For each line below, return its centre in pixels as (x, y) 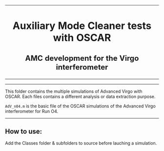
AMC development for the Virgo (82, 58)
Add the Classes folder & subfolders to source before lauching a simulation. (81, 143)
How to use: (24, 131)
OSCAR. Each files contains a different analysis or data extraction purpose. (80, 97)
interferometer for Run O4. (32, 111)
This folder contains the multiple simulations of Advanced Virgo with (74, 91)
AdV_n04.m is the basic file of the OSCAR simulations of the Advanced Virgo (81, 106)
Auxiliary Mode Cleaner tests (82, 25)
